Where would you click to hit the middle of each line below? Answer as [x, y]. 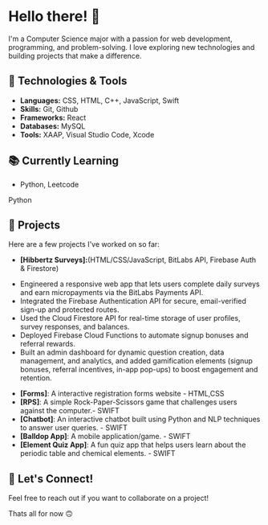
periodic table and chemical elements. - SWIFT [97, 453]
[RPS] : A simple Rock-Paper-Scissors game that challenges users [128, 402]
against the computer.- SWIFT [70, 411]
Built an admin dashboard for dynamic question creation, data [122, 352]
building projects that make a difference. [75, 55]
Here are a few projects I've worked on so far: [84, 244]
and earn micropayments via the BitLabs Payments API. [112, 293]
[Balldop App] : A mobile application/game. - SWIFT [105, 437]
